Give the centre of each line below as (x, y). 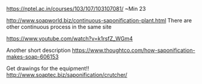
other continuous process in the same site (59, 27)
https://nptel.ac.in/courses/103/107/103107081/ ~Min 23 (76, 9)
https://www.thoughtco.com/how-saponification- (134, 50)
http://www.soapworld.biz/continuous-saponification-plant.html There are (99, 20)
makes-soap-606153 (33, 57)
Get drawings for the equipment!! (48, 68)
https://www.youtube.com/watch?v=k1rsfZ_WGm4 (70, 38)
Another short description (39, 50)
